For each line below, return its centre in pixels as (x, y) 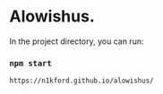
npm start (30, 63)
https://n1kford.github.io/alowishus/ (81, 81)
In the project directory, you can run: (77, 41)
